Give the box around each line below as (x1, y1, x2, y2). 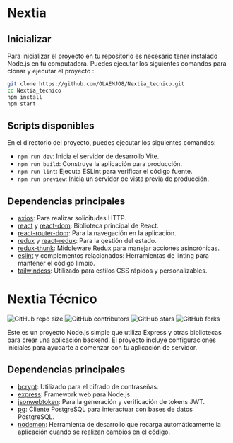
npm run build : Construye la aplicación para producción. (17, 160, 182, 168)
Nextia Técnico (7, 291, 97, 307)
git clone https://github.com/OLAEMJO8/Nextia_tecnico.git (7, 81, 185, 88)
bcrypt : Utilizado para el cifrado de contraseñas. (17, 382, 159, 391)
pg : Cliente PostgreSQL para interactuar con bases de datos (17, 405, 193, 413)
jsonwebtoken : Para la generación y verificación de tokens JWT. (17, 397, 205, 406)
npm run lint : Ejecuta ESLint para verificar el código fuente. (17, 167, 193, 176)
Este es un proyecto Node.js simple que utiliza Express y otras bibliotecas (7, 329, 222, 337)
